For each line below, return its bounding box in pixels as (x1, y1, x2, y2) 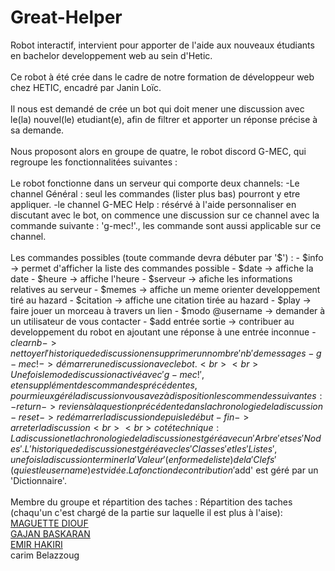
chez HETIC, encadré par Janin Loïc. (10, 81, 162, 93)
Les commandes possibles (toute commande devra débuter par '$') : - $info (10, 251, 324, 263)
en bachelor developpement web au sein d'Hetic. (10, 49, 213, 61)
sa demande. (10, 124, 65, 136)
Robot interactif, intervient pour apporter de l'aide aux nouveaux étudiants (10, 39, 315, 51)
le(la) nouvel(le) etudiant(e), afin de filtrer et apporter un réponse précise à (10, 113, 318, 125)
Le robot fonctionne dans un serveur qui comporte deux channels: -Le (10, 177, 300, 189)
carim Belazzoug (10, 549, 80, 561)
